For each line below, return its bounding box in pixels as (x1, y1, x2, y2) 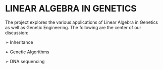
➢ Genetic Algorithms (5, 49, 50, 55)
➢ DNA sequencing (5, 58, 45, 64)
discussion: (5, 30, 29, 35)
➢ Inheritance (5, 39, 33, 45)
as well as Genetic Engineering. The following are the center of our (5, 24, 142, 30)
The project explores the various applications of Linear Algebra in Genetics (5, 19, 158, 25)
